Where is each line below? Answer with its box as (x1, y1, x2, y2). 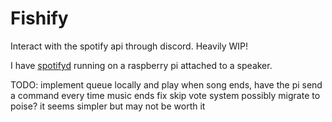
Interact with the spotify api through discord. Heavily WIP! (10, 40, 249, 52)
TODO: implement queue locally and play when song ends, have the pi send (10, 78, 323, 91)
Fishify (10, 7, 69, 30)
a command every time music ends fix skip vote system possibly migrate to (10, 89, 321, 101)
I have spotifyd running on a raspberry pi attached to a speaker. (10, 59, 273, 71)
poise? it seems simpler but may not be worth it (10, 100, 206, 112)
